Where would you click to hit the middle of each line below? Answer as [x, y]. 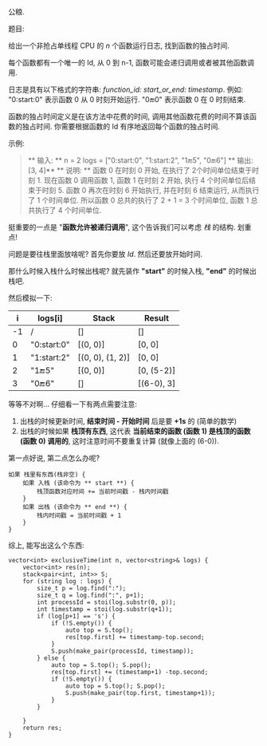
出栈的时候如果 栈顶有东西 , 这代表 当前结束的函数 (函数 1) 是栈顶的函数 [135, 431]
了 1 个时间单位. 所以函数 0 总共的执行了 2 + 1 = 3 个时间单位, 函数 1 [138, 200]
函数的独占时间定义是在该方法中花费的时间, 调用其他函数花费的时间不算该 [129, 116]
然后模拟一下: [31, 298]
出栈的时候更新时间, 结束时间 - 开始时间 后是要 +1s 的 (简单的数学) [128, 421]
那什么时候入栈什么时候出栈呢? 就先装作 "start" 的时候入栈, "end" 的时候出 [132, 271]
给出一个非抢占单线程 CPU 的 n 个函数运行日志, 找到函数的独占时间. [119, 45]
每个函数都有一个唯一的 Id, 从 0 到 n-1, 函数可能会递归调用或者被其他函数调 [132, 63]
